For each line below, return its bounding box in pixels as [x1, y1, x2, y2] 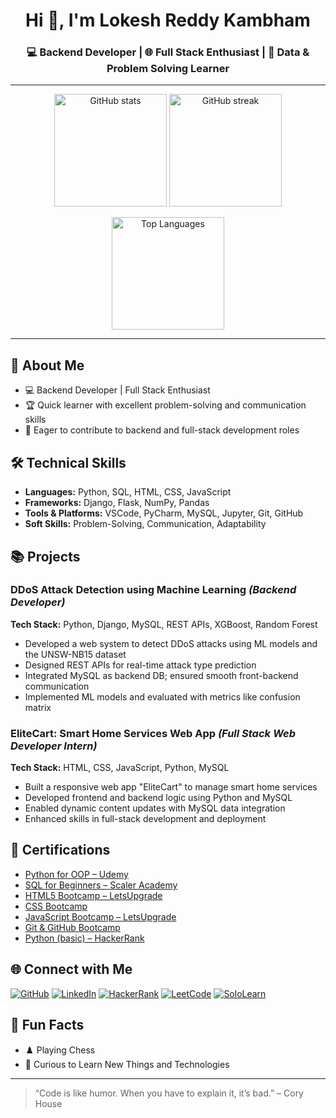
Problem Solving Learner [106, 62, 230, 76]
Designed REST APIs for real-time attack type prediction [24, 659, 257, 671]
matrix [24, 701, 52, 713]
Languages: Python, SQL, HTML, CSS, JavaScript [24, 486, 232, 498]
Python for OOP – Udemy [24, 868, 129, 880]
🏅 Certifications [10, 842, 111, 859]
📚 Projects [10, 548, 81, 565]
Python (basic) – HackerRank [24, 932, 145, 944]
